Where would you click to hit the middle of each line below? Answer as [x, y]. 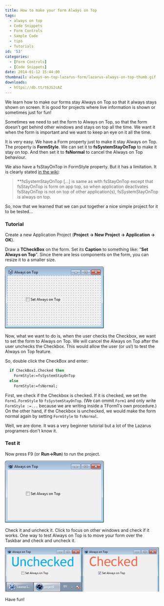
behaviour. [16, 157]
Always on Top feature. [28, 352]
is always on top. [34, 197]
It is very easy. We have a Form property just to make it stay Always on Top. [81, 141]
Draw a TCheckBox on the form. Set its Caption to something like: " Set [77, 249]
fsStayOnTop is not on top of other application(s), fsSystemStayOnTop [88, 192]
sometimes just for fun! [28, 112]
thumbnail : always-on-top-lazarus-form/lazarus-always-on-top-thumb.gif [81, 77]
